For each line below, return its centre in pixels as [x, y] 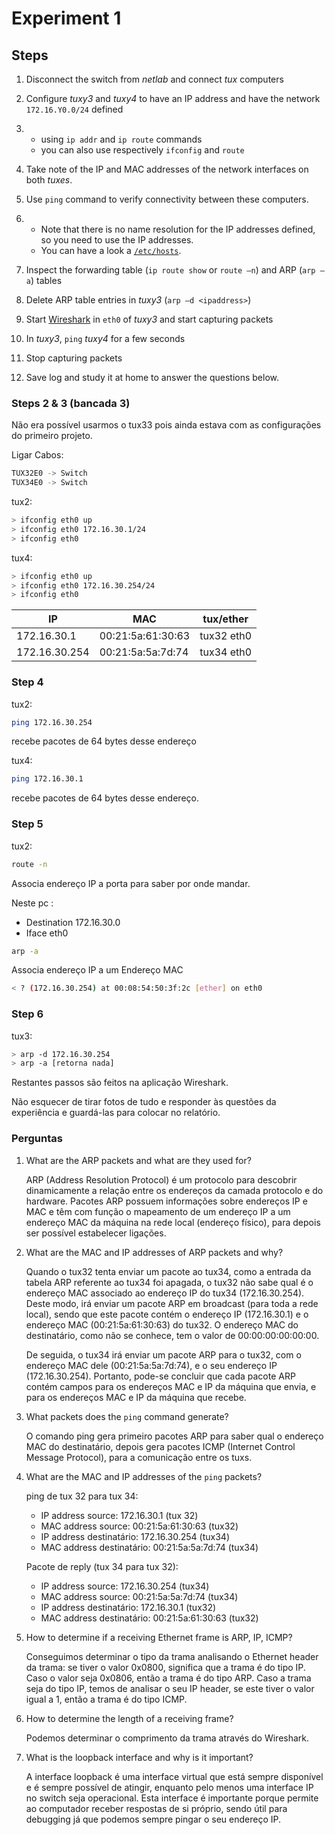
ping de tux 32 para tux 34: [82, 1496]
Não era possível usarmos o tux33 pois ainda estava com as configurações [166, 425]
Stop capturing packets [74, 358]
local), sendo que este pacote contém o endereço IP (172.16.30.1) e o [167, 1314]
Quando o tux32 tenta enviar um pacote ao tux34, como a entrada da [168, 1271]
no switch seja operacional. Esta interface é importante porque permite [172, 1798]
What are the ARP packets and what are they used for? [138, 1160]
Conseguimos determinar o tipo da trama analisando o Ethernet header [172, 1656]
